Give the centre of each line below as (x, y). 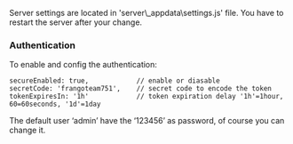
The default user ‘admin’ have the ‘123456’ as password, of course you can (147, 121)
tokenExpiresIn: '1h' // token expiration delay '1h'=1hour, (146, 97)
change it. (28, 130)
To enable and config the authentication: (83, 65)
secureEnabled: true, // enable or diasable (115, 81)
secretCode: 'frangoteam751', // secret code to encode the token (141, 89)
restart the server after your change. (76, 22)
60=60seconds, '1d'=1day (55, 104)
